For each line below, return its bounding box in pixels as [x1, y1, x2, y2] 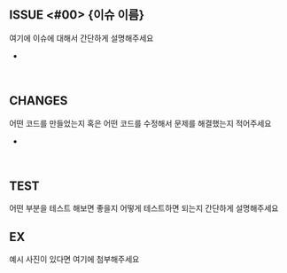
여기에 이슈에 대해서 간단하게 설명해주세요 [9, 33, 154, 43]
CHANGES [9, 93, 68, 108]
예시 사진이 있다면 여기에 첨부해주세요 [9, 254, 140, 265]
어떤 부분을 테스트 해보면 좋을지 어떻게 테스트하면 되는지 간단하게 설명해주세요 [9, 203, 279, 214]
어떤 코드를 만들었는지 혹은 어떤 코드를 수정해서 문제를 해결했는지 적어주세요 [9, 118, 272, 129]
